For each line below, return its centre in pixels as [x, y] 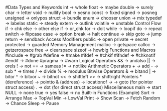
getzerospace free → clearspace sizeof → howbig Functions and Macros [80, 50]
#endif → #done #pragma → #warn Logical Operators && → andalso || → [80, 61]
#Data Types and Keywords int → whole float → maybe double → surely [79, 7]
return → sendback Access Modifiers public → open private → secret [77, 39]
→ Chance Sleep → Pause [32, 103]
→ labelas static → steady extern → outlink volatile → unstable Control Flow [83, 23]
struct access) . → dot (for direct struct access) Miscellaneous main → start [83, 87]
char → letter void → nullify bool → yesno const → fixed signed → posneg [81, 13]
